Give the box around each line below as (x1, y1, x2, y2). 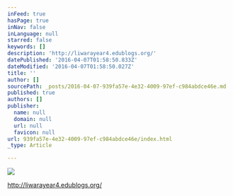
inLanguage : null (7, 30, 59, 38)
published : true (7, 89, 55, 96)
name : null (13, 109, 46, 116)
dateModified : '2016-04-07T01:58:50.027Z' (7, 63, 135, 70)
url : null (13, 122, 42, 129)
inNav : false (7, 23, 46, 30)
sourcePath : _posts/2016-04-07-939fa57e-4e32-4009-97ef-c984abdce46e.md (7, 83, 227, 90)
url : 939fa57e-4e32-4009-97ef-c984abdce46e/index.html (7, 135, 173, 142)
